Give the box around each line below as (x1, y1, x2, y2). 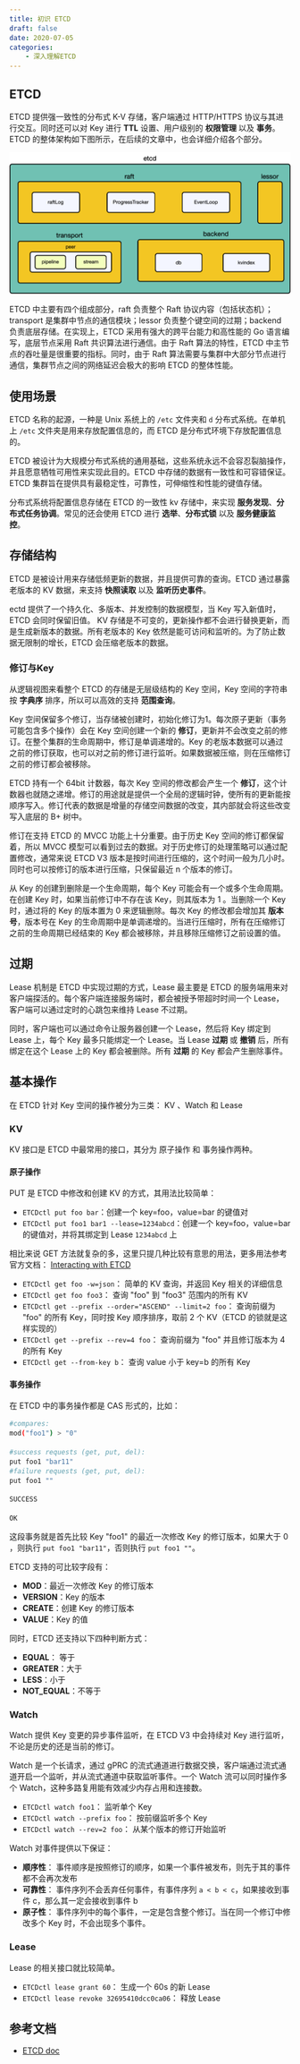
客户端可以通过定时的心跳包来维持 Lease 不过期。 (9, 1003, 193, 1015)
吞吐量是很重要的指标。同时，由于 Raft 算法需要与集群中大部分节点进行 (24, 349, 287, 360)
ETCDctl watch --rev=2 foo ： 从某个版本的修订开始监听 (21, 1824, 227, 1835)
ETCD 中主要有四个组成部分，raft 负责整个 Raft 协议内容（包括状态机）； (9, 304, 274, 315)
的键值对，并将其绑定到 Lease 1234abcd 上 (21, 1229, 178, 1240)
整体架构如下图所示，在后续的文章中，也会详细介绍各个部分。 (39, 133, 268, 144)
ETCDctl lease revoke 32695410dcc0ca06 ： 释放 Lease (21, 1992, 221, 2003)
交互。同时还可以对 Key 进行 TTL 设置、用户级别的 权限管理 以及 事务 (16, 122, 272, 133)
